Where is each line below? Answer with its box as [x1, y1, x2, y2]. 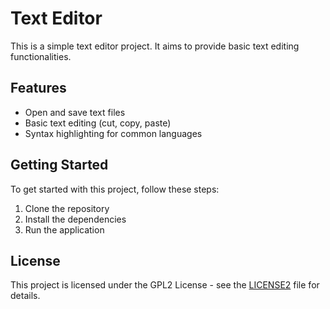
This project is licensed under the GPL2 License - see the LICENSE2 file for [10, 279, 320, 291]
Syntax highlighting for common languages [24, 127, 203, 139]
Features [10, 80, 67, 97]
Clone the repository [24, 202, 110, 214]
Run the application [24, 223, 105, 236]
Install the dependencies [24, 213, 127, 225]
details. [10, 290, 41, 302]
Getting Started [10, 157, 109, 174]
